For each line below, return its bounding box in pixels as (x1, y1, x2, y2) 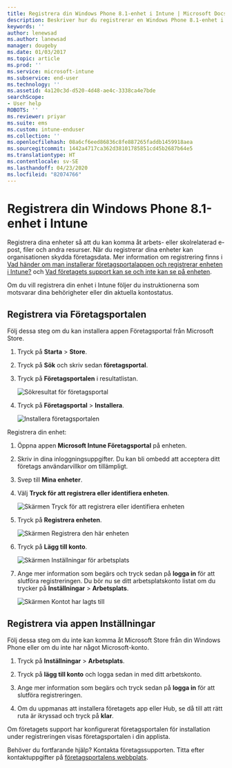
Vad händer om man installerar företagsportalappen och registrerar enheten (7, 260, 223, 268)
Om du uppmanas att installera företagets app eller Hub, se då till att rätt (17, 704, 223, 713)
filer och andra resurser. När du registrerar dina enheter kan (23, 246, 193, 254)
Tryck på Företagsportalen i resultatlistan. (17, 374, 138, 383)
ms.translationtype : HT (7, 152, 76, 159)
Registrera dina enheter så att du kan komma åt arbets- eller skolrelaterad (7, 238, 217, 246)
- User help (7, 100, 41, 107)
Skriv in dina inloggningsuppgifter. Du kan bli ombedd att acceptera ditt (17, 455, 220, 464)
